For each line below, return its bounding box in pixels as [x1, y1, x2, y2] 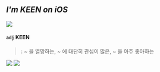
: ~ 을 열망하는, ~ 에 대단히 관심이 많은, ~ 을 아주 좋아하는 [20, 48, 155, 55]
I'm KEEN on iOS [6, 5, 68, 15]
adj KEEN [6, 34, 30, 41]
